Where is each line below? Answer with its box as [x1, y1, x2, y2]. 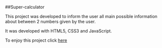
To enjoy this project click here [5, 37, 67, 43]
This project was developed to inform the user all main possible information [5, 14, 158, 19]
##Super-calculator [5, 4, 45, 10]
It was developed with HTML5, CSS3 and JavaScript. [5, 28, 112, 33]
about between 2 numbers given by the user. [5, 19, 96, 24]
